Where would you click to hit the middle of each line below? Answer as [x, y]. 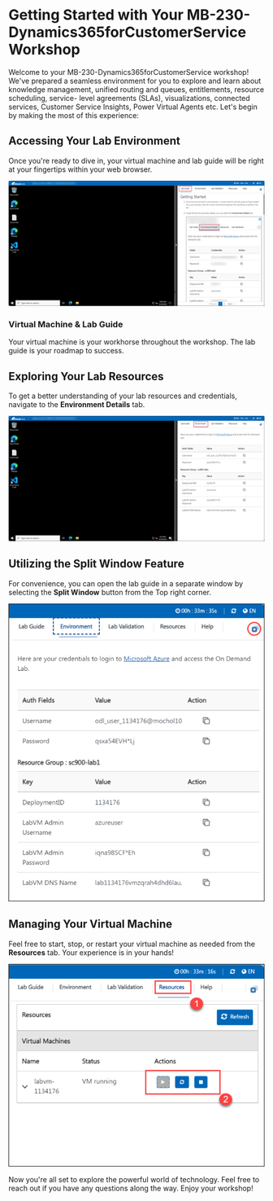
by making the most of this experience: [74, 115]
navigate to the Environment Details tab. [77, 404]
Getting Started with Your [96, 15]
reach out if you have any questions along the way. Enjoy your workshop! [131, 1188]
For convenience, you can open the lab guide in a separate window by [126, 583]
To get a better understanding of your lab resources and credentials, [123, 396]
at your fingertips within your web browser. [80, 169]
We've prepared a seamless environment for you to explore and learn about [135, 81]
